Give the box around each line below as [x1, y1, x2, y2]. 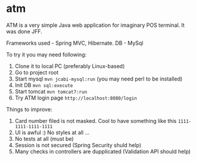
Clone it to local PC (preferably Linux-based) [14, 62, 125, 70]
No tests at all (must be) [14, 135, 74, 142]
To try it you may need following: [6, 51, 87, 58]
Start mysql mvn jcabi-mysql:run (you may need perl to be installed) [14, 75, 183, 82]
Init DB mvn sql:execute [14, 81, 73, 88]
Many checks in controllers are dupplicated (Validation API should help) [14, 148, 191, 155]
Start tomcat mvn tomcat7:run [14, 88, 88, 95]
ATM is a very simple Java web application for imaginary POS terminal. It [6, 21, 185, 29]
